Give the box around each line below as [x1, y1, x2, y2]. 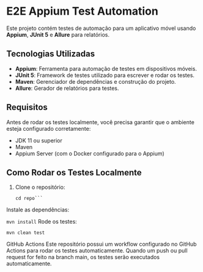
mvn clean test [6, 230, 45, 236]
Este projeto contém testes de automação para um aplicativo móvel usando [6, 24, 196, 32]
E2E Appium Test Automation [6, 4, 159, 18]
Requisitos [6, 102, 48, 112]
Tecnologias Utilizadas [6, 49, 95, 59]
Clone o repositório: [15, 183, 65, 191]
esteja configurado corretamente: [6, 125, 91, 132]
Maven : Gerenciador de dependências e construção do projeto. [15, 78, 176, 85]
